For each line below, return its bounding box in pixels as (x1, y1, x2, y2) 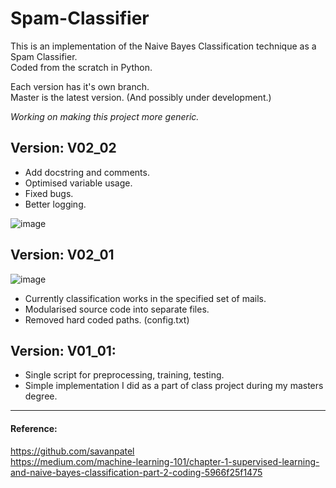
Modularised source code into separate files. (24, 303, 210, 315)
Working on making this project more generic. (10, 110, 200, 122)
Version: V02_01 (10, 247, 115, 264)
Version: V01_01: (10, 342, 117, 359)
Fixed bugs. (24, 187, 74, 199)
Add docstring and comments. (24, 166, 150, 178)
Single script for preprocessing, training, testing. (24, 369, 225, 381)
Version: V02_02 (10, 140, 117, 157)
